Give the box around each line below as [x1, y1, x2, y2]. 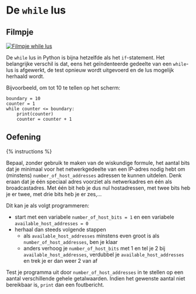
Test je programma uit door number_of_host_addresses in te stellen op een [6, 269, 184, 276]
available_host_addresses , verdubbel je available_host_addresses [23, 251, 184, 258]
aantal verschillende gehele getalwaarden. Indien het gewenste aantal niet [6, 275, 185, 282]
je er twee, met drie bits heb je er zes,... [6, 190, 102, 197]
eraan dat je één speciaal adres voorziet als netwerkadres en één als [6, 178, 173, 185]
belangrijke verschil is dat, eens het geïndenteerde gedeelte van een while [6, 60, 187, 67]
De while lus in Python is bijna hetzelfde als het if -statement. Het [6, 54, 165, 61]
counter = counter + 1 [16, 116, 72, 122]
